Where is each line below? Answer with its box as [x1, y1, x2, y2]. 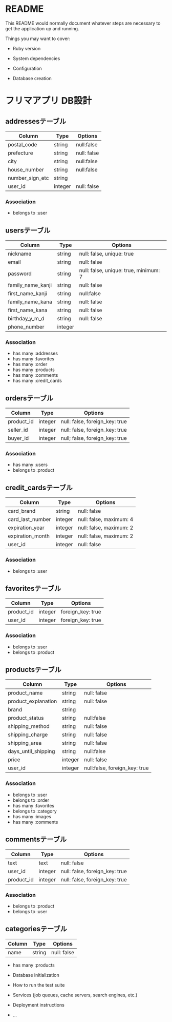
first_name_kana [8, 306, 48, 314]
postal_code [8, 141, 37, 148]
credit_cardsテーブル [5, 483, 73, 492]
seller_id [8, 427, 28, 434]
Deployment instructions [12, 1001, 65, 1008]
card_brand [8, 508, 36, 515]
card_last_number [8, 516, 51, 523]
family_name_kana [8, 298, 52, 305]
